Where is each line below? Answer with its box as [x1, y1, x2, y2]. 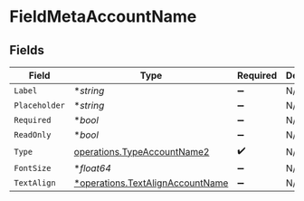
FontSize [14, 163, 52, 173]
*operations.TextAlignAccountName [73, 177, 229, 189]
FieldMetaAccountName [9, 6, 197, 27]
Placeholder [14, 100, 66, 110]
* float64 [73, 162, 111, 174]
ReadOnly [14, 129, 52, 139]
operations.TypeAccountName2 [73, 145, 210, 158]
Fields [9, 43, 45, 58]
